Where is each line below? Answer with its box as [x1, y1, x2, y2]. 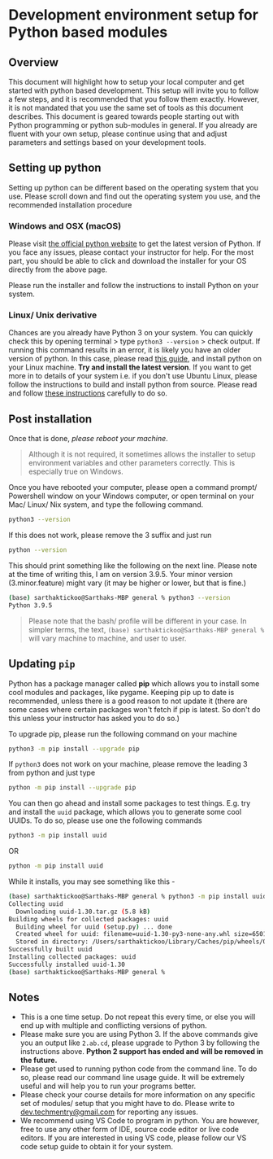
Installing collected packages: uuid [8, 953, 136, 961]
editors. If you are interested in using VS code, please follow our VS [19, 1133, 247, 1143]
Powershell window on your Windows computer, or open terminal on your [8, 491, 254, 501]
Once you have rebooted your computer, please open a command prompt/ [8, 483, 258, 492]
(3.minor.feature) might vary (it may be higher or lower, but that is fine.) [8, 578, 246, 588]
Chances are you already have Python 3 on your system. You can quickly [8, 328, 253, 338]
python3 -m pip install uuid [8, 832, 107, 840]
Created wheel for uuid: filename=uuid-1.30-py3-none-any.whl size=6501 [15, 930, 267, 938]
